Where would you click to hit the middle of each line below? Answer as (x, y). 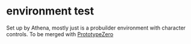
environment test (50, 11)
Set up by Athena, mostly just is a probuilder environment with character (96, 28)
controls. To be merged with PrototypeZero (60, 34)
